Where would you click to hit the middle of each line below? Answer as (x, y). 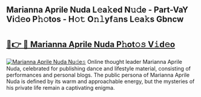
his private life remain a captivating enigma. (61, 88)
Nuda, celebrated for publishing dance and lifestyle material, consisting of (98, 68)
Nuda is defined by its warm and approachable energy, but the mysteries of (100, 81)
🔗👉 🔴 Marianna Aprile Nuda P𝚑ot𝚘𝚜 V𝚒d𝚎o (91, 44)
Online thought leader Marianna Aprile (135, 62)
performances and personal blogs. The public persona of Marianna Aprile (98, 75)
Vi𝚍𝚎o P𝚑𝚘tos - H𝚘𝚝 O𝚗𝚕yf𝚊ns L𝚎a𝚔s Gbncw (95, 20)
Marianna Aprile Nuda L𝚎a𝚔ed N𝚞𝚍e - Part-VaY (97, 10)
